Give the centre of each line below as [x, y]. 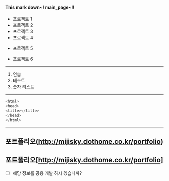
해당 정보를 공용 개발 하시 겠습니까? [47, 173]
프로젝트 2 [23, 25]
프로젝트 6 [23, 59]
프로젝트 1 [22, 19]
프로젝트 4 [23, 38]
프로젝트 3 [23, 31]
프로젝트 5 [23, 48]
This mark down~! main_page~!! [40, 7]
